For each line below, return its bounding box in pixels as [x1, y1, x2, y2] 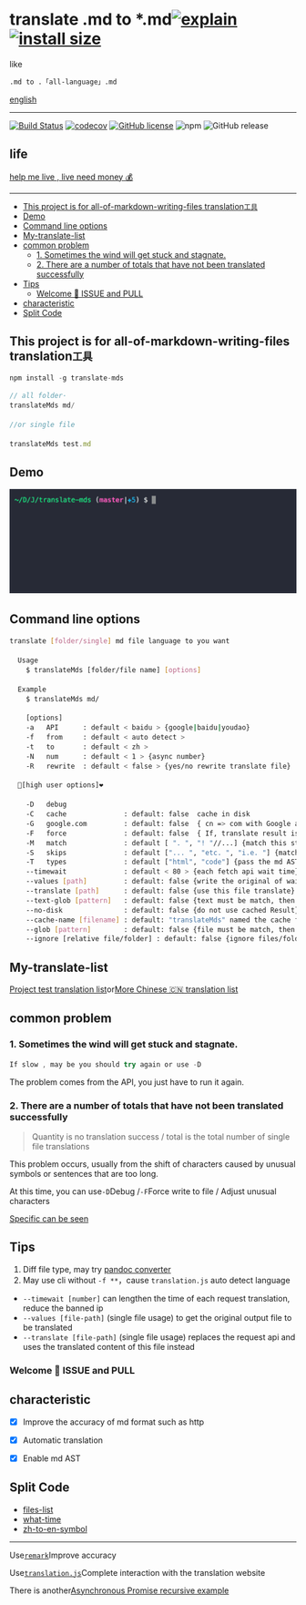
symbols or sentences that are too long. [9, 1168, 159, 1179]
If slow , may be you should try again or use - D [9, 1059, 202, 1069]
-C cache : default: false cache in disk [25, 810, 250, 819]
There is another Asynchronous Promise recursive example [9, 1585, 229, 1596]
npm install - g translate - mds [9, 373, 125, 383]
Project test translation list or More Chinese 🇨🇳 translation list [9, 984, 239, 995]
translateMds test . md [9, 439, 92, 448]
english [9, 94, 37, 105]
